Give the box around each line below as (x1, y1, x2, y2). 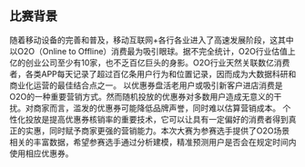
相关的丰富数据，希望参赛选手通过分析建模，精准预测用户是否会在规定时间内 (9, 136, 297, 147)
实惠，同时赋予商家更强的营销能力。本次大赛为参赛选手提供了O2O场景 (25, 125, 290, 136)
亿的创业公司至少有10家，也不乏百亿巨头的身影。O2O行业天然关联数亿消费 (9, 57, 290, 68)
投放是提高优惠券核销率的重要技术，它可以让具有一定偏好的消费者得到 (25, 113, 289, 124)
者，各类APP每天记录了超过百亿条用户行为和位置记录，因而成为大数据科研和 (9, 68, 297, 79)
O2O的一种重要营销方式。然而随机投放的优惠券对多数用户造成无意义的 (9, 91, 274, 102)
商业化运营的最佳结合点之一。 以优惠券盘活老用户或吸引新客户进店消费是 (9, 80, 283, 91)
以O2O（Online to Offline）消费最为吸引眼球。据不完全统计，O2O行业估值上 (9, 45, 296, 56)
